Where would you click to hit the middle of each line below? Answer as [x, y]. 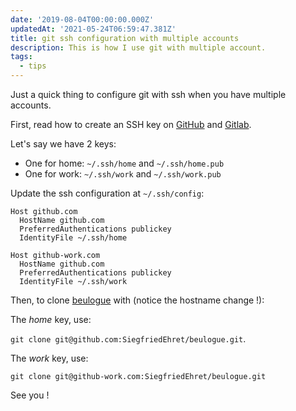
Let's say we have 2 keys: [63, 144]
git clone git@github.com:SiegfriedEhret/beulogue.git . [128, 339]
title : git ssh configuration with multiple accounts [125, 38]
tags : [21, 57]
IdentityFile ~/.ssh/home [73, 238]
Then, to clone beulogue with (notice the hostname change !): [137, 300]
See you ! [30, 395]
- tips [33, 66]
